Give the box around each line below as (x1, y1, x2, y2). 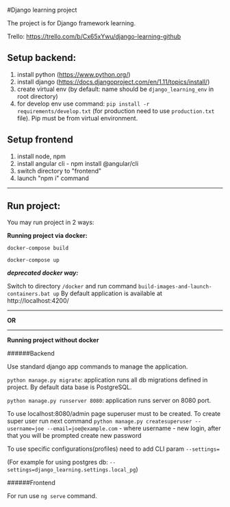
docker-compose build (7, 245, 69, 252)
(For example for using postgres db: (7, 458, 108, 467)
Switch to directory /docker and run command (7, 282, 137, 290)
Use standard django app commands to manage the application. (7, 362, 188, 371)
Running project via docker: (7, 232, 88, 240)
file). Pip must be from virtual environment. (16, 114, 138, 122)
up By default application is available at (53, 289, 163, 297)
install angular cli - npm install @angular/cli (16, 159, 139, 167)
